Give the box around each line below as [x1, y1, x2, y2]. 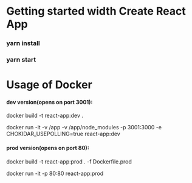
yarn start [6, 56, 36, 64]
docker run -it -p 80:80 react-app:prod [6, 170, 104, 177]
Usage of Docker [6, 78, 92, 92]
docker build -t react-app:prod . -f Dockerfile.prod [6, 157, 132, 165]
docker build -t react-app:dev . [6, 112, 84, 120]
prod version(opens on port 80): [6, 145, 89, 152]
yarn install [6, 39, 41, 48]
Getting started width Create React [6, 4, 187, 18]
